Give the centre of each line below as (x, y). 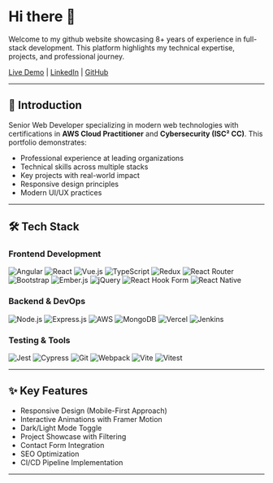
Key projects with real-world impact (80, 175)
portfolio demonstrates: (48, 142)
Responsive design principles (69, 184)
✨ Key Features (48, 391)
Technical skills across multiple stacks (84, 167)
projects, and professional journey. (66, 56)
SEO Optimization (50, 454)
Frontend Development (55, 254)
